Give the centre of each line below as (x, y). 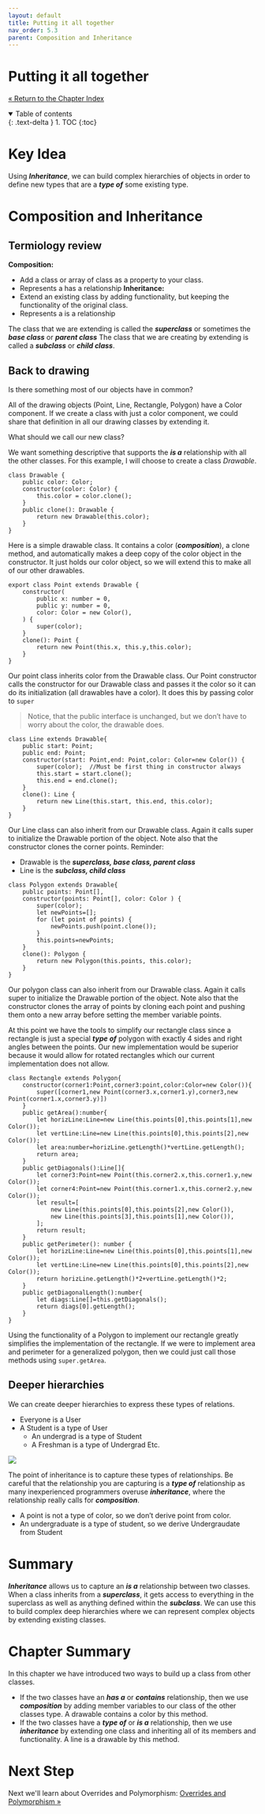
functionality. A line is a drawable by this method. (99, 1739)
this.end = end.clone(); (77, 780)
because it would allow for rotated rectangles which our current (112, 1055)
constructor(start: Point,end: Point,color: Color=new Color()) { (134, 760)
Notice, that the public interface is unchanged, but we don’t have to (137, 716)
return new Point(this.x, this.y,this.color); (114, 647)
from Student (41, 1532)
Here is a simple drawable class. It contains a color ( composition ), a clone (129, 545)
